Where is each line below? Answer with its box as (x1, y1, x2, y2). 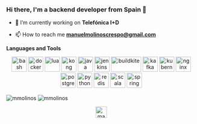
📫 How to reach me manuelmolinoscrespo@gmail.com (14, 31, 156, 38)
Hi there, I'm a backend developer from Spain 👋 (6, 5, 147, 14)
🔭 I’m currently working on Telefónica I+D (14, 19, 119, 26)
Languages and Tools (6, 45, 61, 52)
